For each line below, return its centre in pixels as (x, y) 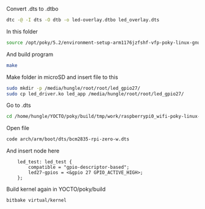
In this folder (22, 31)
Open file (18, 128)
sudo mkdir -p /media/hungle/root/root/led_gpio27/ (73, 88)
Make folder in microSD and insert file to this (62, 77)
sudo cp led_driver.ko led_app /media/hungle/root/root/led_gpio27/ (95, 94)
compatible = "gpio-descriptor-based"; (79, 167)
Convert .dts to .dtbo (33, 9)
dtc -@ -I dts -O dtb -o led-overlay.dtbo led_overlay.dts (83, 20)
